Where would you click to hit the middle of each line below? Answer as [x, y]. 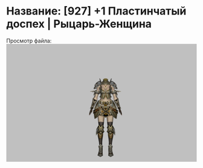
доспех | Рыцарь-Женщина [79, 24]
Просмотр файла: [29, 40]
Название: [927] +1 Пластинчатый [96, 11]
